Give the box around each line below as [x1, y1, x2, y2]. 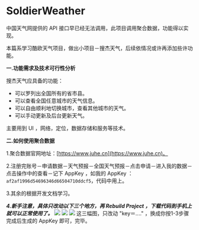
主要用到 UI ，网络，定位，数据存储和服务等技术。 [6, 124, 129, 132]
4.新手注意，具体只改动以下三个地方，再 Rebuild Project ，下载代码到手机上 [6, 202, 192, 209]
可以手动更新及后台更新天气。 [14, 111, 88, 119]
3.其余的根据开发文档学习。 [6, 190, 73, 197]
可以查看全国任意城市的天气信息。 [14, 97, 98, 104]
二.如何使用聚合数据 [6, 137, 55, 144]
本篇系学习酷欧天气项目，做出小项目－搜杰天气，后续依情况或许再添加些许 [6, 44, 188, 52]
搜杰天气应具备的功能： [6, 77, 63, 84]
